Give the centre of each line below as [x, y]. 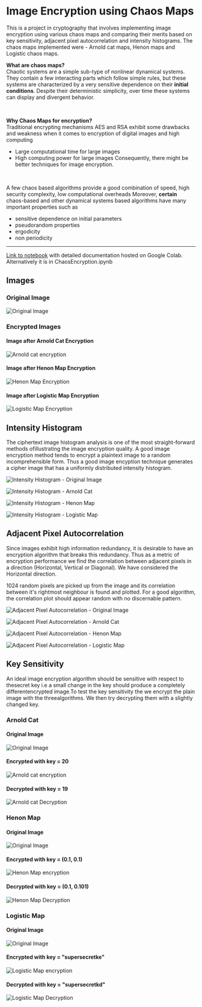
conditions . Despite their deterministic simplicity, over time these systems [98, 91]
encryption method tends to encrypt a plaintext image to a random [88, 455]
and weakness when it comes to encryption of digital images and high [93, 133]
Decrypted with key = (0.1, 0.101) [47, 887]
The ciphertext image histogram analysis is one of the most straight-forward [101, 442]
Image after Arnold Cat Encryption [50, 341]
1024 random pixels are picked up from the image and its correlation [91, 585]
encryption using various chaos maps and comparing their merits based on [99, 34]
